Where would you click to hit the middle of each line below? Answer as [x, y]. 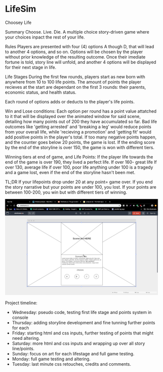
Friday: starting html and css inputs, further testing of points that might [83, 333]
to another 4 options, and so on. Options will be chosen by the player [74, 52]
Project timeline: [21, 303]
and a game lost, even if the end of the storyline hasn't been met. [70, 172]
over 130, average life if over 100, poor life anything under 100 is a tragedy [79, 167]
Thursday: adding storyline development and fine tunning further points [83, 322]
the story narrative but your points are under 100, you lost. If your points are [81, 187]
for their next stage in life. [31, 67]
